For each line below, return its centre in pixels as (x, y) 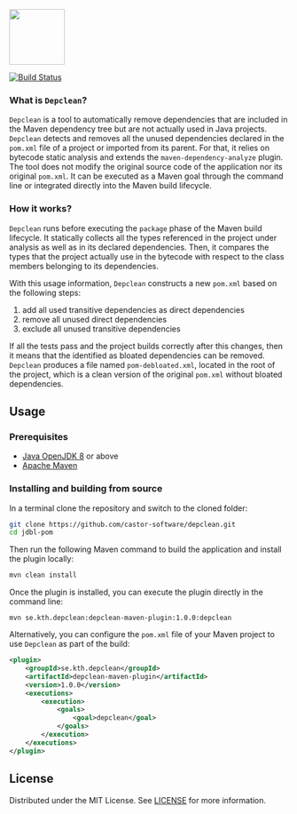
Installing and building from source (86, 489)
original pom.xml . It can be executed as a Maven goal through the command (146, 176)
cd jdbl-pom (31, 532)
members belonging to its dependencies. (84, 266)
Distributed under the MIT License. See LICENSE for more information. (138, 800)
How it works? (41, 209)
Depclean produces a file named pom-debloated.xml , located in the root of (142, 364)
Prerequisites (39, 436)
